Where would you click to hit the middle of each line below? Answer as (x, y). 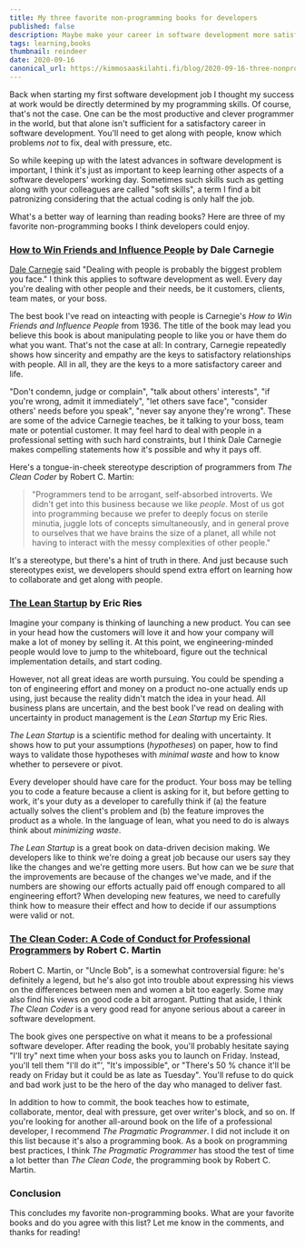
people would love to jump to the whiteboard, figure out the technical (138, 652)
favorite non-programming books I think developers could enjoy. (130, 226)
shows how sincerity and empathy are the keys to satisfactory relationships (151, 354)
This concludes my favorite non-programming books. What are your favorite (152, 1213)
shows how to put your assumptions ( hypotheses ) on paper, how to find (144, 745)
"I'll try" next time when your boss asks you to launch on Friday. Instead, (145, 1055)
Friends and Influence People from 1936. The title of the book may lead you (150, 326)
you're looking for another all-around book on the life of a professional (141, 1121)
